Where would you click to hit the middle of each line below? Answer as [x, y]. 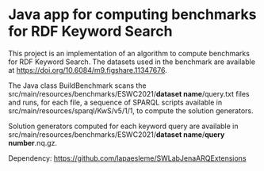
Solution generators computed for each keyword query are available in [124, 126]
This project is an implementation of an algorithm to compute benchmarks [129, 53]
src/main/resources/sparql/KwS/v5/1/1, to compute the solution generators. [131, 110]
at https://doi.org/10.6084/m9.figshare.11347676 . [88, 70]
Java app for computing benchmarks [132, 15]
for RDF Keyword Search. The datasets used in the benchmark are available [132, 62]
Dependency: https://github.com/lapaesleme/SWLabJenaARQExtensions [128, 158]
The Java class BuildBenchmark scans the [77, 85]
